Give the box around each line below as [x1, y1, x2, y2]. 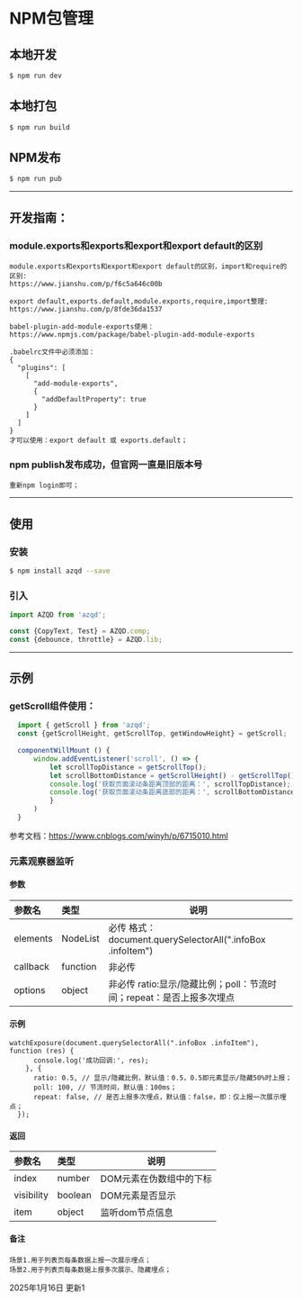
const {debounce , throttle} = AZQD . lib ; [9, 635, 164, 644]
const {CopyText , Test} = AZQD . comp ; [9, 627, 151, 636]
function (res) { [9, 1046, 75, 1056]
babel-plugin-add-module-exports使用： [9, 321, 155, 331]
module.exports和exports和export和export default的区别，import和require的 [9, 262, 288, 271]
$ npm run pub [9, 175, 63, 184]
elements [13, 933, 53, 945]
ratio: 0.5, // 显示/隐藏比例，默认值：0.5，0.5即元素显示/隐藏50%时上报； [32, 1073, 292, 1083]
